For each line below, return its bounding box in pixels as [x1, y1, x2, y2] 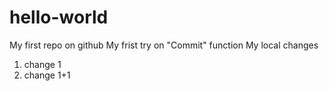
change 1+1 [23, 69, 71, 81]
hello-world [9, 6, 109, 29]
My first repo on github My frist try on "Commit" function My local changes [9, 39, 319, 51]
